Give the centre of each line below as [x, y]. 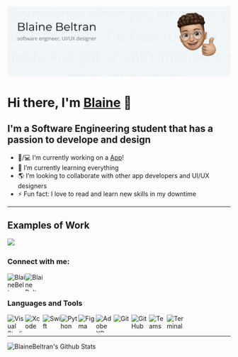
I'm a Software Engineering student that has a [110, 129]
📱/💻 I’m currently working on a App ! [70, 157]
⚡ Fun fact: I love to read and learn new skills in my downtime [107, 194]
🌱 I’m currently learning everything [68, 167]
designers [32, 186]
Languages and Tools [45, 303]
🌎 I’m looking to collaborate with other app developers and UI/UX [114, 175]
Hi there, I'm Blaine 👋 [70, 103]
